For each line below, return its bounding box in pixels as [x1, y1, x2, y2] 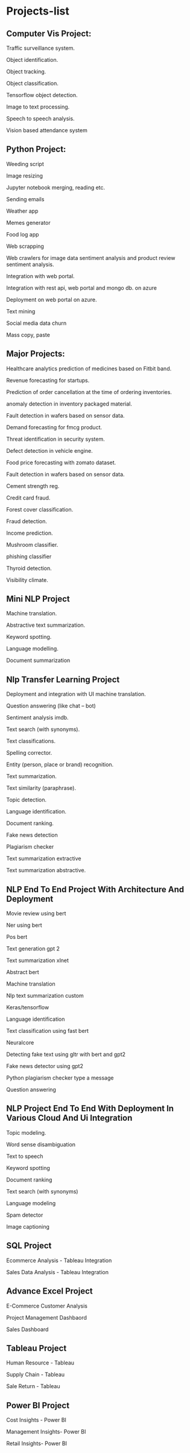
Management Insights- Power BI [6, 1428, 86, 1435]
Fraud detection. [6, 517, 47, 525]
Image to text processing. [6, 103, 70, 110]
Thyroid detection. [6, 564, 52, 572]
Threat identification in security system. [6, 435, 105, 443]
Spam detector [6, 1211, 43, 1218]
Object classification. [6, 80, 59, 87]
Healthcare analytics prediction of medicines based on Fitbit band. [6, 365, 172, 372]
